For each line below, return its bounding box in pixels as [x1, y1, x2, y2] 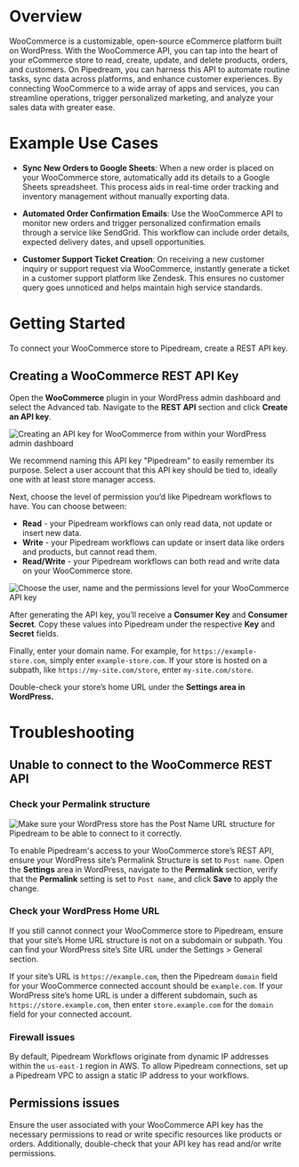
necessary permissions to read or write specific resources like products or [9, 1129, 282, 1139]
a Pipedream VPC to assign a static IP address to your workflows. [9, 1070, 249, 1081]
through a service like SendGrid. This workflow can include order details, [21, 227, 290, 238]
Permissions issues [9, 1096, 120, 1111]
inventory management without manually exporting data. [21, 190, 230, 201]
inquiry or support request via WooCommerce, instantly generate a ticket [21, 263, 290, 273]
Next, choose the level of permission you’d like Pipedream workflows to [9, 491, 272, 502]
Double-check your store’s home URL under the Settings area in [9, 681, 246, 692]
